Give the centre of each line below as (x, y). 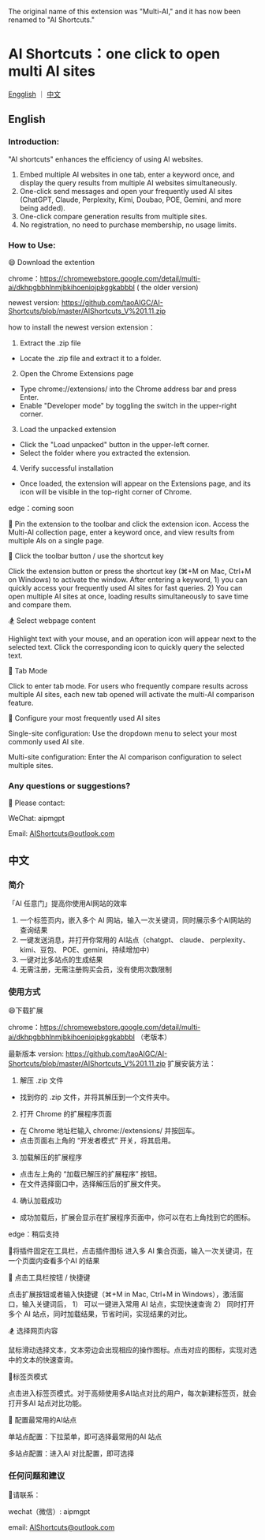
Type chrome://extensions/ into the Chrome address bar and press (128, 389)
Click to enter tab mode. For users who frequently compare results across (128, 686)
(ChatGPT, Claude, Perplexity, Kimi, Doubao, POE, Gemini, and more (131, 199)
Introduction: (34, 142)
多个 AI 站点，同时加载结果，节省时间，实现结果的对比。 (100, 1314)
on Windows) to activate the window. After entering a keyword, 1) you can (128, 580)
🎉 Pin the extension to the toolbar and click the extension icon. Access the (129, 524)
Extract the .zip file (50, 343)
